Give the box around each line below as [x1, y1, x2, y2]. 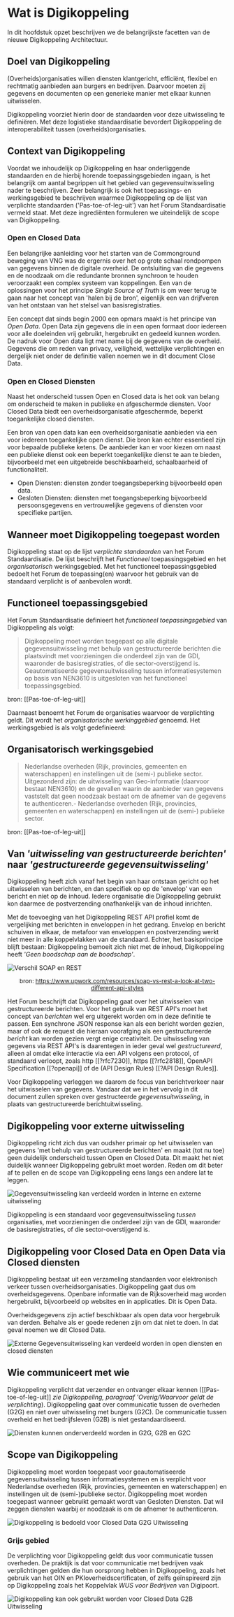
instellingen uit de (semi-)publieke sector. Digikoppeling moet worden [7, 1490, 207, 1498]
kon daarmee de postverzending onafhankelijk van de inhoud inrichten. [7, 899, 212, 908]
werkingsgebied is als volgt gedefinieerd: [7, 723, 126, 732]
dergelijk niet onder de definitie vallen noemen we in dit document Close [7, 351, 216, 360]
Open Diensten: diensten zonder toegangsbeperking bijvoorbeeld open [17, 479, 223, 487]
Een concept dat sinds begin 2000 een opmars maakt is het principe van [7, 314, 217, 323]
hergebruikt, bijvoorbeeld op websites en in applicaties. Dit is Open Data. [7, 1298, 217, 1306]
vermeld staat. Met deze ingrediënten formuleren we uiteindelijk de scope [7, 208, 220, 217]
